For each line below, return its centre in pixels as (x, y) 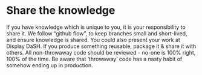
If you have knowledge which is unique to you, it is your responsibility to (96, 27)
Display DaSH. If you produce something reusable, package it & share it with (101, 46)
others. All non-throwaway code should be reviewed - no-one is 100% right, (101, 52)
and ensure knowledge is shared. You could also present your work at (93, 40)
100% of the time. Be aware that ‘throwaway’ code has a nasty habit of (94, 59)
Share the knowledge (61, 10)
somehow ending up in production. (50, 65)
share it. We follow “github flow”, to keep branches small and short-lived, (97, 33)
